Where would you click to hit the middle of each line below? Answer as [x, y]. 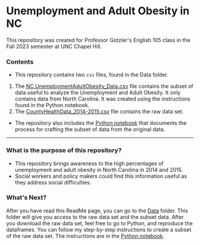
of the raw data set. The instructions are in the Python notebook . [85, 235]
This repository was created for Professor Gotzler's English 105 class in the [98, 40]
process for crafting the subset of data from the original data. [90, 130]
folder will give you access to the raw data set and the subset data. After [95, 217]
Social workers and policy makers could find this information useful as [101, 176]
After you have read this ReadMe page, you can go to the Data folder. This [97, 211]
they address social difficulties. [53, 182]
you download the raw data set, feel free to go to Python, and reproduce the [100, 223]
